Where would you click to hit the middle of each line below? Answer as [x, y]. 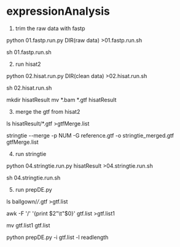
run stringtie [31, 154]
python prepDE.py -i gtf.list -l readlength [57, 237]
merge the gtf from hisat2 [48, 111]
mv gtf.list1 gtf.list [28, 225]
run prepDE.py [33, 189]
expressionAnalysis [58, 11]
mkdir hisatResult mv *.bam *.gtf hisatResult [61, 100]
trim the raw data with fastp [50, 28]
